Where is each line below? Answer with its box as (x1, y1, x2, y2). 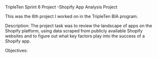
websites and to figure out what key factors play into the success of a (5, 33, 145, 39)
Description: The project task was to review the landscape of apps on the (5, 23, 153, 29)
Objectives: (5, 48, 28, 53)
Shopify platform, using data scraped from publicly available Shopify (5, 28, 143, 33)
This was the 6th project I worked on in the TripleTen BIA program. (5, 14, 138, 19)
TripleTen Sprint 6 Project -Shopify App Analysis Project (5, 4, 118, 10)
